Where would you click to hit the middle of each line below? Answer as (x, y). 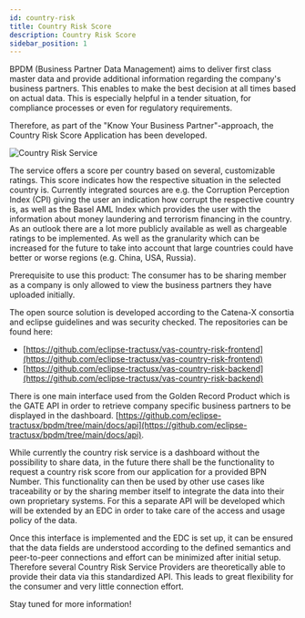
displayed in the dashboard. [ (64, 416)
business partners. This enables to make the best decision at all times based (153, 88)
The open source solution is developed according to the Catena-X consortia (152, 313)
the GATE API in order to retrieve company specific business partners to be (150, 406)
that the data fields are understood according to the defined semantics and (150, 548)
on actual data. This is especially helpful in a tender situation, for (131, 98)
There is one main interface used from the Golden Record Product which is (150, 397)
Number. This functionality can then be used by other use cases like (137, 482)
